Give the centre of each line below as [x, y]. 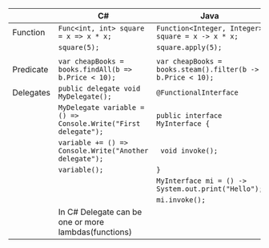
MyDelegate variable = [101, 108]
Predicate [30, 69]
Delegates [31, 93]
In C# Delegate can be [100, 212]
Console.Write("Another [103, 150]
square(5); [79, 47]
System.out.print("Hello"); [209, 189]
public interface [189, 116]
